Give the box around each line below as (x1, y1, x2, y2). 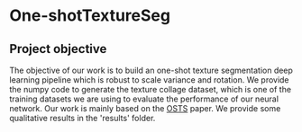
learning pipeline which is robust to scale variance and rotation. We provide (9, 75, 290, 85)
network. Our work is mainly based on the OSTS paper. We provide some (9, 103, 281, 113)
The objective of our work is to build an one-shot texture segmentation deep (9, 65, 293, 75)
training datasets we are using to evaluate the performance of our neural (9, 93, 279, 104)
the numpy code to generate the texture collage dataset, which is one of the (9, 84, 291, 94)
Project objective (9, 41, 107, 57)
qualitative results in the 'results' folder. (9, 113, 156, 123)
